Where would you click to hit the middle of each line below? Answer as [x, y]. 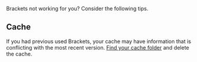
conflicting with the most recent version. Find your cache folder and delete [98, 47]
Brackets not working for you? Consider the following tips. [77, 9]
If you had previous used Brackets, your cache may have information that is [99, 41]
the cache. [19, 54]
